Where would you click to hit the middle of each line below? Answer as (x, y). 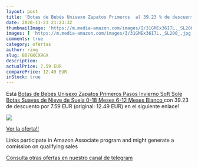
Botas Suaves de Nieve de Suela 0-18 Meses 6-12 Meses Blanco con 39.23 (97, 100)
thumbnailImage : (26, 28)
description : (22, 61)
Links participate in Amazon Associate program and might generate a (90, 140)
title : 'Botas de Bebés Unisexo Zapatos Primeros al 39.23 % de (88, 17)
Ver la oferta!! (23, 129)
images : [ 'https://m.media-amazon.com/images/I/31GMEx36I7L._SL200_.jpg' (100, 34)
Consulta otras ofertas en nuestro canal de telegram (70, 158)
